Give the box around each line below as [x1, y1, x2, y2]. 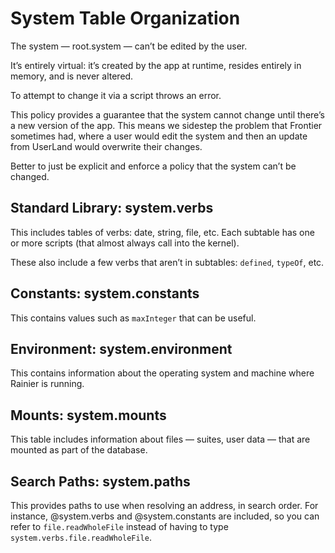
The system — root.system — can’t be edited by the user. [10, 40, 248, 52]
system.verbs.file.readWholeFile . [10, 532, 152, 543]
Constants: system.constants [10, 285, 200, 302]
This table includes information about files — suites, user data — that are [10, 433, 311, 446]
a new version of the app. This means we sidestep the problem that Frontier [10, 119, 323, 131]
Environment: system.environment [10, 340, 233, 357]
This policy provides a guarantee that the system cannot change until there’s [10, 108, 325, 121]
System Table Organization [10, 7, 241, 30]
